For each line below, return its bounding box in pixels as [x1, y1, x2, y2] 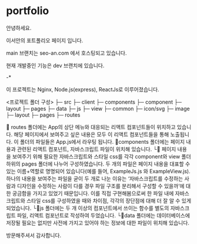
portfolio [6, 4, 49, 18]
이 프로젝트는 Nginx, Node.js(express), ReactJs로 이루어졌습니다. [6, 85, 160, 93]
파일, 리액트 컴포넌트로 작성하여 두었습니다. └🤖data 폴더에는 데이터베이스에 [16, 212, 190, 219]
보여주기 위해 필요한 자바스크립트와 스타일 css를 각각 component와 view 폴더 [12, 153, 191, 160]
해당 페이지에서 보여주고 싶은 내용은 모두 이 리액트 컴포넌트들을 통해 [14, 131, 169, 138]
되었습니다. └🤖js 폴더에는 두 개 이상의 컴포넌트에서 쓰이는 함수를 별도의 [6, 205, 169, 212]
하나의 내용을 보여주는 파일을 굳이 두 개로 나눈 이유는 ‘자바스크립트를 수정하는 [6, 175, 183, 182]
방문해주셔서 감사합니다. [6, 232, 62, 239]
